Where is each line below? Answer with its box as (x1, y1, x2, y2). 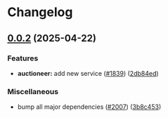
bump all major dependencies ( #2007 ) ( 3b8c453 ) (17, 103, 162, 111)
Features (7, 53, 39, 63)
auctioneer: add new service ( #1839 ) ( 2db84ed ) (17, 69, 160, 77)
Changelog (7, 4, 73, 20)
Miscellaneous (7, 86, 58, 96)
